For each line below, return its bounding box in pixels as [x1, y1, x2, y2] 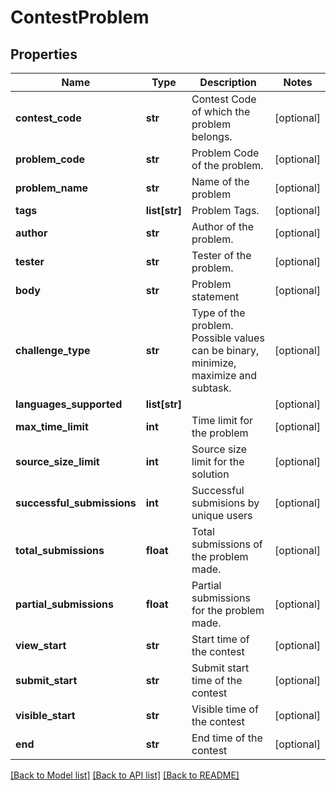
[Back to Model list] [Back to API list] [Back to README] [10, 769, 240, 781]
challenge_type [15, 344, 91, 357]
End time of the [191, 731, 263, 745]
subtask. [191, 381, 232, 395]
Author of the [191, 220, 254, 233]
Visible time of [191, 702, 259, 716]
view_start [15, 639, 67, 652]
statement [191, 290, 240, 303]
